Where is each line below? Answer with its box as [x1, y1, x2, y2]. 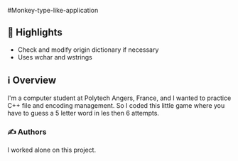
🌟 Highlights [7, 26, 63, 38]
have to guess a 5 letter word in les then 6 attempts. [7, 109, 160, 117]
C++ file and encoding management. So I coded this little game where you [7, 101, 225, 109]
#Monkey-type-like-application [7, 6, 99, 14]
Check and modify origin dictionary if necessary [17, 45, 159, 54]
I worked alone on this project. [7, 145, 97, 154]
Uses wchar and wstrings [17, 52, 92, 61]
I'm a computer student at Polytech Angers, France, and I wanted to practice [7, 94, 232, 102]
